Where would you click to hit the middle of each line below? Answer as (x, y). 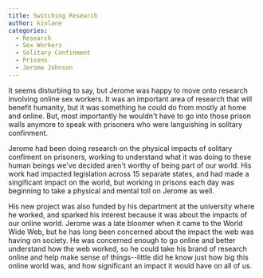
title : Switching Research (53, 16)
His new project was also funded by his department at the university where (131, 206)
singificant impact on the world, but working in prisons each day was (122, 182)
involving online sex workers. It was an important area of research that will (130, 99)
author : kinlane (35, 23)
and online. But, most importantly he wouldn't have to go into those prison (130, 116)
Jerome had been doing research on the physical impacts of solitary (120, 148)
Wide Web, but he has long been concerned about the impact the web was (131, 232)
